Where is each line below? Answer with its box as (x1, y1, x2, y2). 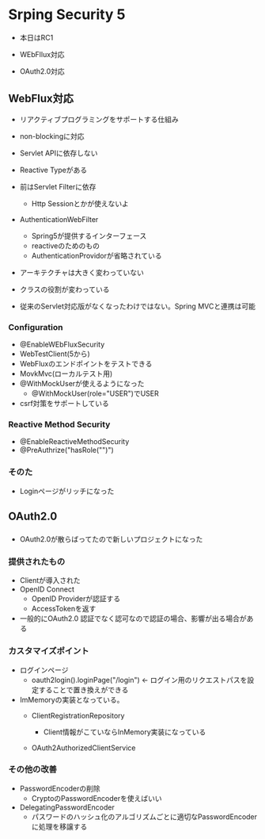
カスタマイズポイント (8, 646, 89, 657)
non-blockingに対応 (19, 131, 85, 140)
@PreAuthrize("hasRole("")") (19, 446, 115, 455)
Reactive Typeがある (19, 165, 88, 174)
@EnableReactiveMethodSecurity (19, 437, 130, 446)
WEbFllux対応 (19, 49, 65, 59)
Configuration (8, 321, 63, 332)
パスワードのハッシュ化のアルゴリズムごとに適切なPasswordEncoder (31, 811, 258, 822)
